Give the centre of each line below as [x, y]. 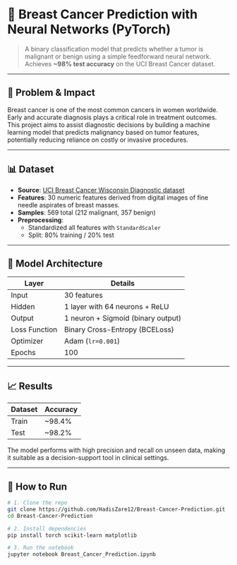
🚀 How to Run [37, 486]
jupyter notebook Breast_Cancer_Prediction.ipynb [82, 554]
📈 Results [30, 386]
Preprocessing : [40, 220]
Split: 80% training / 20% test [71, 235]
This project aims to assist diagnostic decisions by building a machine [109, 124]
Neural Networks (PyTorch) [89, 29]
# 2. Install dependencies [47, 528]
